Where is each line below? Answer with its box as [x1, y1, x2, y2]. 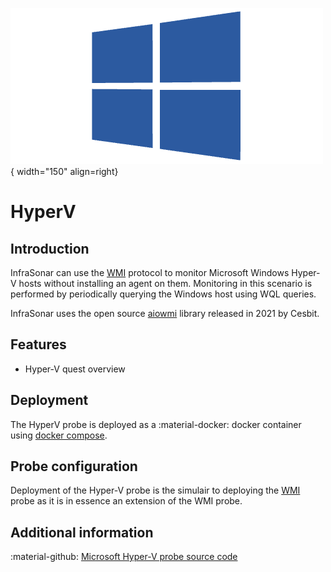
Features [10, 336, 67, 353]
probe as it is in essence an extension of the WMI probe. [10, 495, 243, 507]
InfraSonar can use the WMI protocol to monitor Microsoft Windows [10, 267, 290, 278]
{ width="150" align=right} [10, 166, 119, 177]
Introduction [10, 240, 90, 257]
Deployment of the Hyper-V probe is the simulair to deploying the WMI [10, 484, 301, 497]
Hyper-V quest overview [24, 363, 126, 375]
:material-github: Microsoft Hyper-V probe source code [10, 551, 238, 563]
